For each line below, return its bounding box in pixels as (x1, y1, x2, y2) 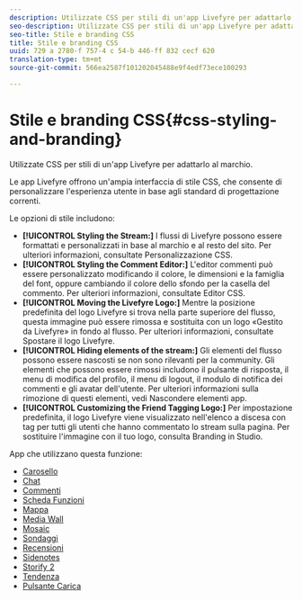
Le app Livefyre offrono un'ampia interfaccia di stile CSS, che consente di (9, 176, 283, 187)
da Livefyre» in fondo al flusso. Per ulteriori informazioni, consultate (22, 326, 274, 336)
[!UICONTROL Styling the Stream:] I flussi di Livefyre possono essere (22, 230, 283, 241)
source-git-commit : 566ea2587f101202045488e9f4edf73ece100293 (9, 64, 247, 73)
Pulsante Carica (22, 580, 82, 591)
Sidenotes (22, 551, 60, 562)
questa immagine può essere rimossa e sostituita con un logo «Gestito (22, 316, 283, 327)
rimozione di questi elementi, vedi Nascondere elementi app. (22, 392, 247, 403)
